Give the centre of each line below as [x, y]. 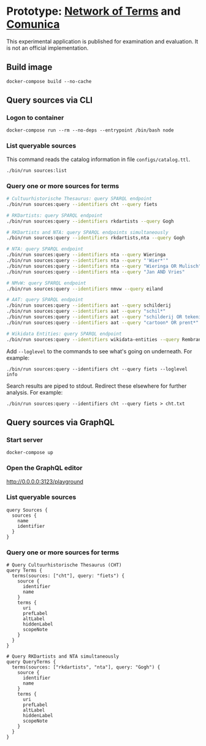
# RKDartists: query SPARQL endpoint [55, 215]
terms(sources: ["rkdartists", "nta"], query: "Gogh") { [86, 667]
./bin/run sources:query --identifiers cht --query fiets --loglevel [97, 369]
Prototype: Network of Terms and [93, 11]
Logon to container [35, 118]
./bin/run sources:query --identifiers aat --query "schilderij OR [94, 317]
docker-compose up [30, 453]
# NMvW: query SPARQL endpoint [46, 283]
